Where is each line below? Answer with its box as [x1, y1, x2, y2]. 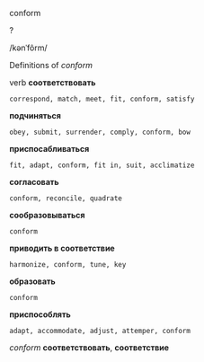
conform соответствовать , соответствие [9, 342, 169, 353]
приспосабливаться [9, 144, 90, 154]
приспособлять [9, 309, 71, 320]
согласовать [9, 177, 60, 187]
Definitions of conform [9, 60, 93, 70]
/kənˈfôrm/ [9, 42, 48, 53]
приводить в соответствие [9, 243, 115, 253]
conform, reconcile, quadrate [9, 194, 123, 203]
